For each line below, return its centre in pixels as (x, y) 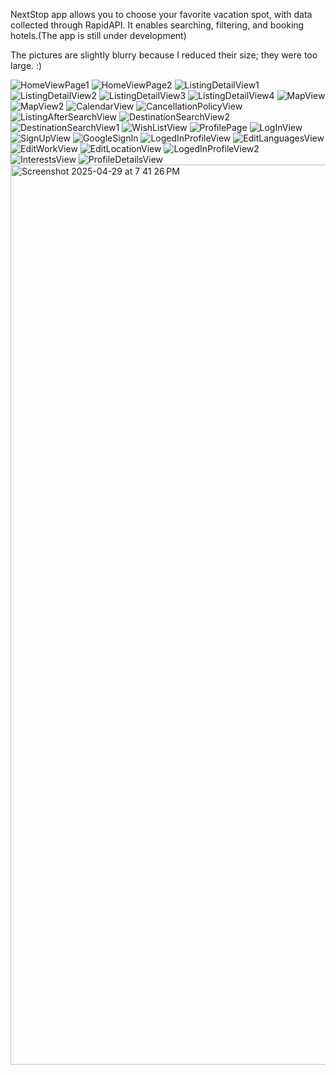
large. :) (26, 65)
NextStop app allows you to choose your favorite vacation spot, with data (161, 14)
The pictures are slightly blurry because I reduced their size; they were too (164, 55)
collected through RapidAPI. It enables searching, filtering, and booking (157, 25)
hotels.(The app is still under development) (98, 35)
